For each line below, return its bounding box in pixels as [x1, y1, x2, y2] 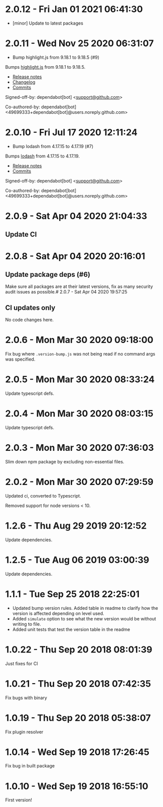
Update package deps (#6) [5, 270, 90, 279]
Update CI [5, 230, 37, 239]
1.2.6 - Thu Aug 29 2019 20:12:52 [5, 520, 147, 532]
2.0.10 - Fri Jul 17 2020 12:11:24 [5, 127, 138, 138]
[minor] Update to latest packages [12, 20, 84, 26]
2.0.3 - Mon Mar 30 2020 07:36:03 [5, 442, 154, 453]
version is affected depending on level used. [12, 610, 104, 616]
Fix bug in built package [5, 763, 55, 769]
